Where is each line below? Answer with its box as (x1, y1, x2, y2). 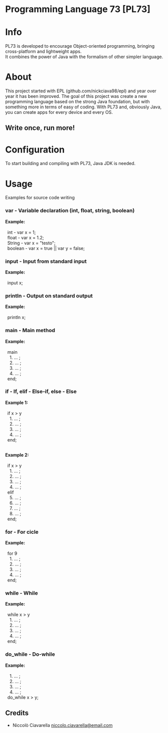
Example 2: (5, 452, 29, 458)
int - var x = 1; (7, 229, 36, 235)
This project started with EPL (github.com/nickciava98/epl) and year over (5, 88, 156, 94)
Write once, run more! (5, 124, 75, 132)
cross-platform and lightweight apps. (5, 49, 82, 55)
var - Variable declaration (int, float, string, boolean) (5, 207, 135, 214)
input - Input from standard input (5, 257, 87, 264)
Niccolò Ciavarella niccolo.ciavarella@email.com (12, 722, 113, 728)
